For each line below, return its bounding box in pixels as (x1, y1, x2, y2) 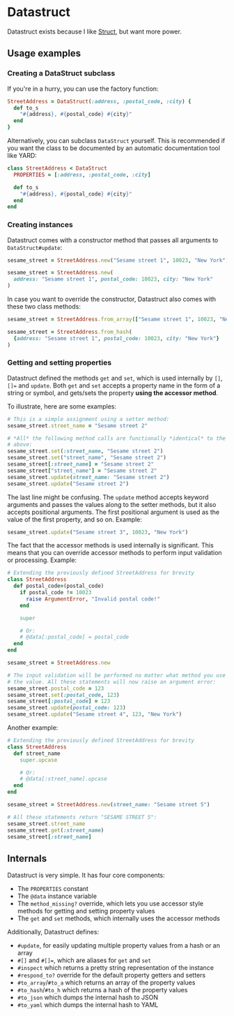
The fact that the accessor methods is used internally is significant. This (7, 541, 214, 550)
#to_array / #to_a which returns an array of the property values (17, 978, 196, 987)
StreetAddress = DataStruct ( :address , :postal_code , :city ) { (7, 98, 192, 105)
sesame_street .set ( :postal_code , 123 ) (7, 691, 120, 698)
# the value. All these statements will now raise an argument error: (7, 678, 217, 685)
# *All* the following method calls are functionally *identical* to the (7, 434, 226, 442)
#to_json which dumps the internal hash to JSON (17, 993, 159, 1002)
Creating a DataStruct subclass (7, 68, 116, 78)
